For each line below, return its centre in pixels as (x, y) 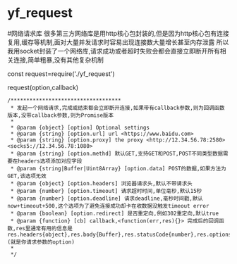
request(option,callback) (43, 87)
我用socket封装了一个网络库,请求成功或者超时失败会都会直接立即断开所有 (114, 51)
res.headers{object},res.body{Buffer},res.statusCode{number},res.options (120, 234)
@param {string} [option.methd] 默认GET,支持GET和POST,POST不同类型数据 (120, 153)
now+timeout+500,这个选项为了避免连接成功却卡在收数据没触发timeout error (108, 206)
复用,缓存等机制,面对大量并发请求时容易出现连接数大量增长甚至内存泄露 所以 (118, 42)
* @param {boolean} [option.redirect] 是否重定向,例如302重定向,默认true (115, 213)
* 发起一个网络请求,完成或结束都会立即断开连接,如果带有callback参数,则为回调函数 (117, 108)
